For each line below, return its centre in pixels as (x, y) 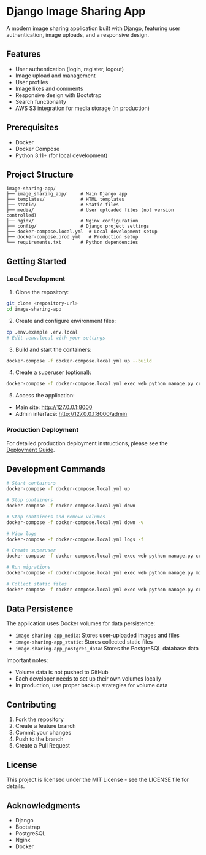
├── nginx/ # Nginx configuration (72, 221)
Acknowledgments (44, 806)
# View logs (21, 533)
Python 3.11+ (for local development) (61, 155)
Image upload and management (55, 76)
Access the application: (45, 396)
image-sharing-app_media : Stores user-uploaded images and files (97, 635)
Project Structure (40, 174)
